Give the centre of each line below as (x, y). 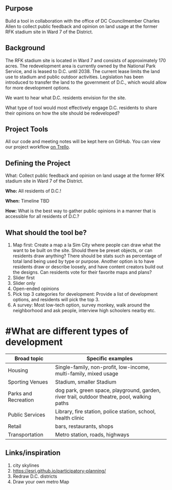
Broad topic (29, 358)
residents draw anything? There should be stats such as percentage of (87, 256)
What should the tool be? (46, 233)
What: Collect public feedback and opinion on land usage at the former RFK (85, 176)
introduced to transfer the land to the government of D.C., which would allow (86, 82)
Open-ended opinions (36, 289)
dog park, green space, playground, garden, (108, 390)
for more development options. (38, 87)
